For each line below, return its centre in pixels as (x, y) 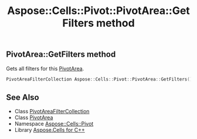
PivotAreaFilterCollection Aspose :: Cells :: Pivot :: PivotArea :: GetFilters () (99, 79)
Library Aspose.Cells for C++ (50, 130)
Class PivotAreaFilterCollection (52, 112)
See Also (23, 97)
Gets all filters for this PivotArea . (45, 68)
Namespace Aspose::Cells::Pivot (54, 124)
